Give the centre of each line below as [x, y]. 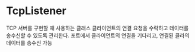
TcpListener [36, 11]
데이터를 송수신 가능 [29, 43]
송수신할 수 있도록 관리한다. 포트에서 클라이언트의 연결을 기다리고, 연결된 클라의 [98, 35]
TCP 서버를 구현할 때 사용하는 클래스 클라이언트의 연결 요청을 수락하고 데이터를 [97, 28]
